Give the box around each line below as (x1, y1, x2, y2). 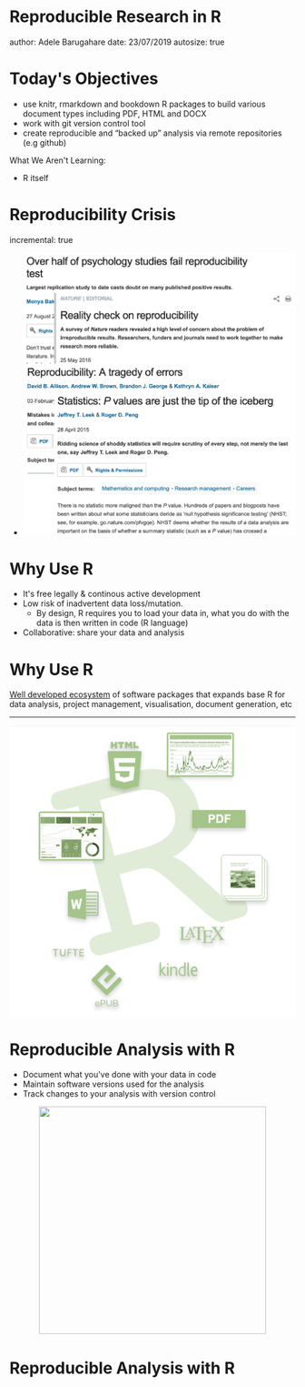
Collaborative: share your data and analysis (22, 627, 185, 638)
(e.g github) (22, 137, 67, 147)
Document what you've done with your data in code (22, 1069, 217, 1080)
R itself (22, 172, 49, 183)
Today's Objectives (9, 68, 159, 89)
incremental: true (9, 234, 74, 245)
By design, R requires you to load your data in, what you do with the (35, 608, 290, 619)
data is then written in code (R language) (35, 617, 189, 629)
